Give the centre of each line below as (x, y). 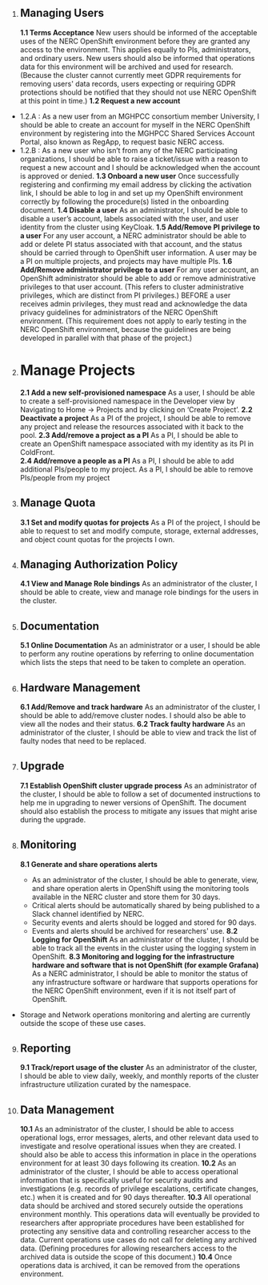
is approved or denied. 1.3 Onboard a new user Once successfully (129, 176)
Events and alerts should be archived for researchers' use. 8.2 (135, 930)
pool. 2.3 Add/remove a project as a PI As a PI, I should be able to (129, 435)
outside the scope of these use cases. (83, 1023)
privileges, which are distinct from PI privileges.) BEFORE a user (125, 295)
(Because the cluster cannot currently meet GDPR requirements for (130, 75)
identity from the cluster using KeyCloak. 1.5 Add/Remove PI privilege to (140, 227)
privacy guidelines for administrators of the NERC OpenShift (119, 312)
